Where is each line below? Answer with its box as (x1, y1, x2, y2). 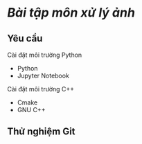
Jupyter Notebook (17, 71, 69, 80)
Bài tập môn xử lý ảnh (7, 5, 135, 21)
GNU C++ (17, 106, 46, 114)
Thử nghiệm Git (7, 126, 76, 138)
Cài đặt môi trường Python (7, 51, 82, 59)
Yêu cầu (7, 33, 43, 44)
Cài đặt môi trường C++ (7, 85, 75, 93)
